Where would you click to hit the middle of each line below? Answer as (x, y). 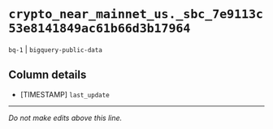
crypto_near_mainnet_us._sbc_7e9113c (136, 14)
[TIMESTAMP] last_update (65, 94)
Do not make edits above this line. (65, 118)
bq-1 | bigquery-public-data (56, 49)
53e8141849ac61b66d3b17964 (100, 29)
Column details (48, 75)
